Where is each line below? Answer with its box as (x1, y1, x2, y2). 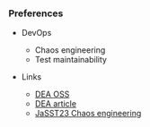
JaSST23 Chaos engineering (34, 108, 142, 119)
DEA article (34, 98, 77, 109)
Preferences (8, 7, 64, 20)
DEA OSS (34, 89, 70, 100)
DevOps (21, 28, 52, 38)
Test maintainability (34, 55, 107, 65)
